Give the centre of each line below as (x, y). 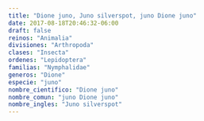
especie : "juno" (35, 82)
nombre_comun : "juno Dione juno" (64, 97)
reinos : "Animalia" (40, 38)
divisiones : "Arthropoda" (51, 45)
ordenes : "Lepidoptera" (48, 60)
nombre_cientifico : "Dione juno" (64, 90)
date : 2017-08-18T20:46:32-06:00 (64, 23)
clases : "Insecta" (38, 53)
